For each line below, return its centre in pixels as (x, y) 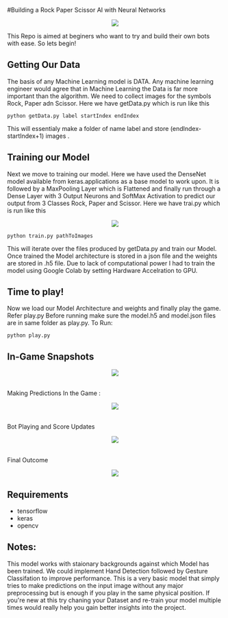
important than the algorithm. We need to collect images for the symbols (109, 96)
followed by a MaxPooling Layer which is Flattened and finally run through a (114, 189)
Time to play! (36, 292)
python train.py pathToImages (50, 236)
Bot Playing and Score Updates (51, 427)
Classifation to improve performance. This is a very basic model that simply (114, 578)
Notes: (22, 547)
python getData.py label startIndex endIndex (73, 116)
